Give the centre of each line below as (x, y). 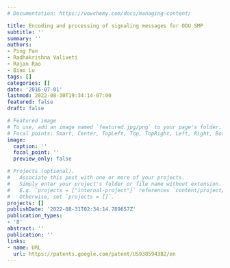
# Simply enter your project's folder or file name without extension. (115, 184)
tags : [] (20, 77)
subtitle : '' (26, 32)
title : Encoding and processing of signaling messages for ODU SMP (105, 26)
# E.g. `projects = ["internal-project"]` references (88, 190)
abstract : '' (26, 228)
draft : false (26, 109)
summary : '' (24, 38)
